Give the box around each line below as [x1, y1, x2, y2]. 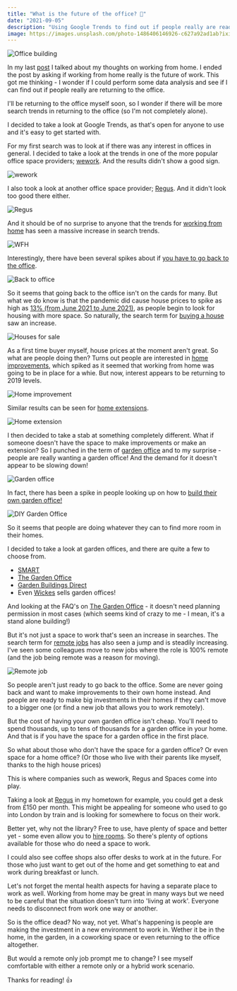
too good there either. [7, 192, 71, 200]
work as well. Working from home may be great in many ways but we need [7, 889, 224, 898]
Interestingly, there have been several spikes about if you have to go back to [7, 254, 229, 262]
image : [7, 30, 27, 37]
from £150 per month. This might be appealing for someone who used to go [7, 803, 227, 811]
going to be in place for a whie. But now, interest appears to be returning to [7, 369, 226, 377]
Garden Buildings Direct [17, 581, 87, 590]
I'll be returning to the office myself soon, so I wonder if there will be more [7, 100, 223, 108]
